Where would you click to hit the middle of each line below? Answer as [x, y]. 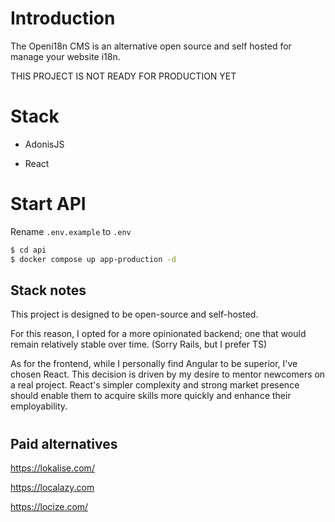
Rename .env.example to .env [71, 231]
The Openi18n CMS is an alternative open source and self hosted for [151, 46]
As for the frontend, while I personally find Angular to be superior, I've [154, 364]
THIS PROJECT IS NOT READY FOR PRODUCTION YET [123, 76]
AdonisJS [44, 144]
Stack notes [48, 290]
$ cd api [28, 250]
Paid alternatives [64, 443]
